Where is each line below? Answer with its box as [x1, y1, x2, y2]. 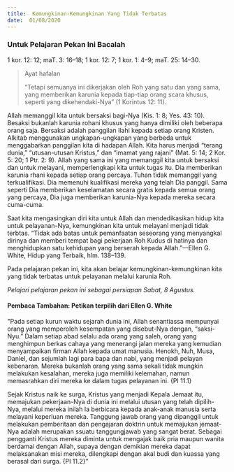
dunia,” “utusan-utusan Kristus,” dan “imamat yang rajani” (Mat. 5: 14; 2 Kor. [7, 148, 226, 157]
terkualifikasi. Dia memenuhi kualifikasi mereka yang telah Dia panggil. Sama [7, 178, 228, 186]
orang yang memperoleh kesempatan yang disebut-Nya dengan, [7, 324, 193, 333]
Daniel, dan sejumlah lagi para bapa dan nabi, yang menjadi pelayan [7, 355, 203, 362]
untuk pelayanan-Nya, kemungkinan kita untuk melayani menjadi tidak [7, 221, 210, 229]
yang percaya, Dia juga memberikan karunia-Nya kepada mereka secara [7, 193, 216, 201]
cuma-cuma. [7, 200, 44, 208]
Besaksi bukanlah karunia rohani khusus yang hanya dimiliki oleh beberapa [7, 118, 224, 127]
